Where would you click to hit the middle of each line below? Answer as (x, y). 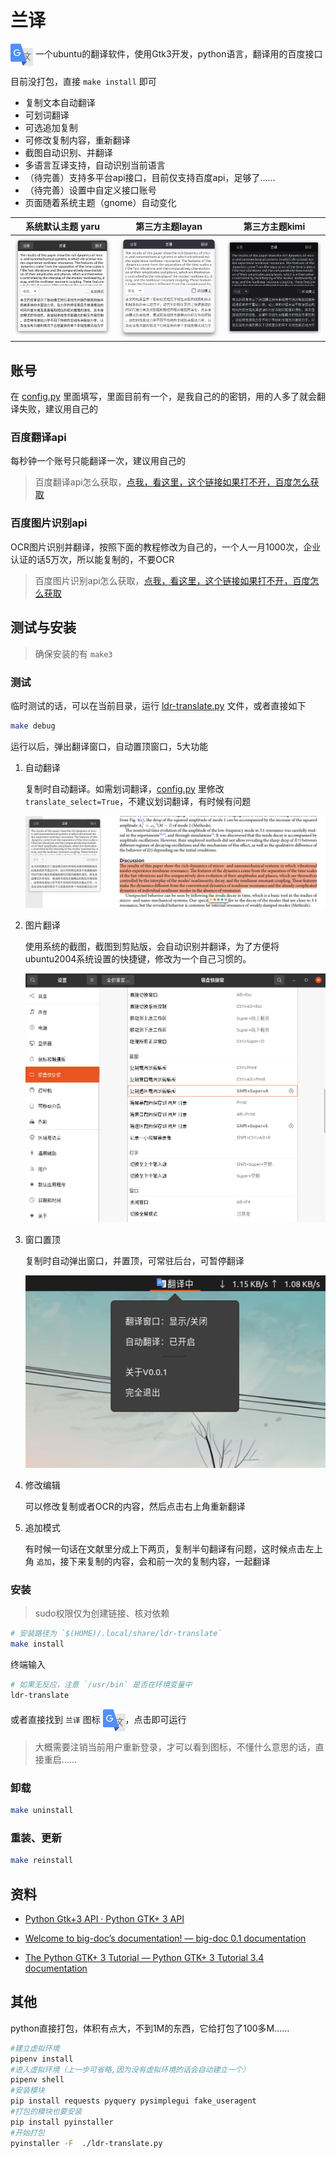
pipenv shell (37, 2080)
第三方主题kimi (274, 227)
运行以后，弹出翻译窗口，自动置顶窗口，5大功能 (109, 746)
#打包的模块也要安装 (46, 2112)
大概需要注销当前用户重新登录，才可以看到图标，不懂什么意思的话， (175, 1747)
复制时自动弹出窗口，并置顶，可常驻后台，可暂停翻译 (134, 1260)
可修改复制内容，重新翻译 (77, 140)
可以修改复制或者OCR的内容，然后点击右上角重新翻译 (135, 1507)
